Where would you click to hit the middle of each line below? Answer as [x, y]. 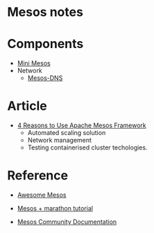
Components [45, 44]
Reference [37, 176]
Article [27, 106]
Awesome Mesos [42, 195]
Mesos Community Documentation [67, 222]
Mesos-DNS [45, 78]
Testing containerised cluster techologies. [87, 147]
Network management [60, 140]
